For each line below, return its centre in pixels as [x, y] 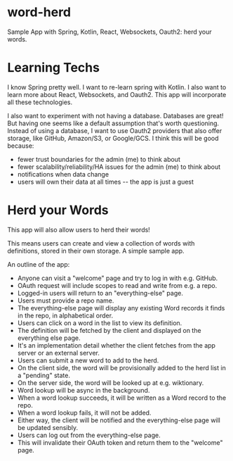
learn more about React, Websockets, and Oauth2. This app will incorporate [117, 94]
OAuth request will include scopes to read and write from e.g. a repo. [117, 285]
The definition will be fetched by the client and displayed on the [109, 330]
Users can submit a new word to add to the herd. [88, 360]
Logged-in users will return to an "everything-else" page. [100, 293]
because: [21, 146]
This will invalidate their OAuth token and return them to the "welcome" [120, 442]
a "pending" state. [44, 375]
